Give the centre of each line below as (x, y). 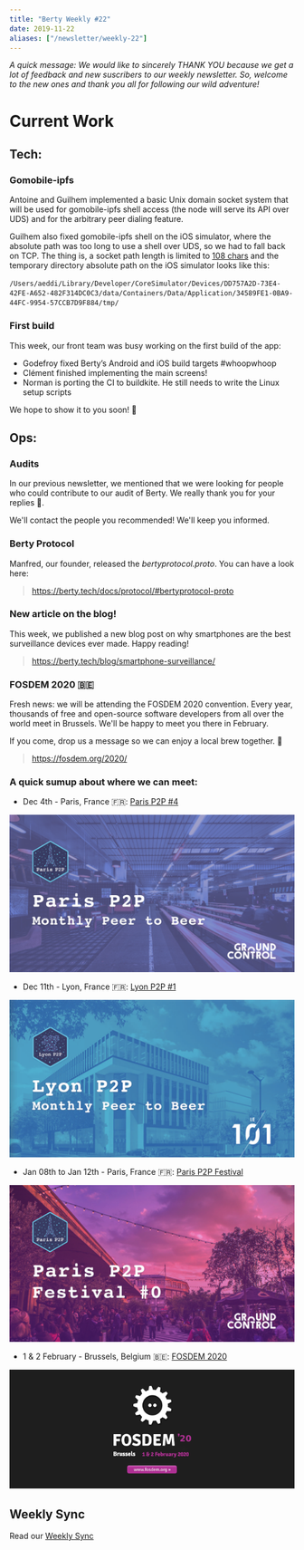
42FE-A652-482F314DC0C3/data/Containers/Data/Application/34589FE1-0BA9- (152, 294)
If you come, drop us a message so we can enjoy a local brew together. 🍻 (146, 741)
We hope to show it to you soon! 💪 (73, 409)
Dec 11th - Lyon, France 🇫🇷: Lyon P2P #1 (99, 987)
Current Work (62, 121)
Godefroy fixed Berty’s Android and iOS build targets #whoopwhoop (150, 363)
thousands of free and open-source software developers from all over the (147, 714)
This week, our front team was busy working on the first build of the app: (145, 345)
